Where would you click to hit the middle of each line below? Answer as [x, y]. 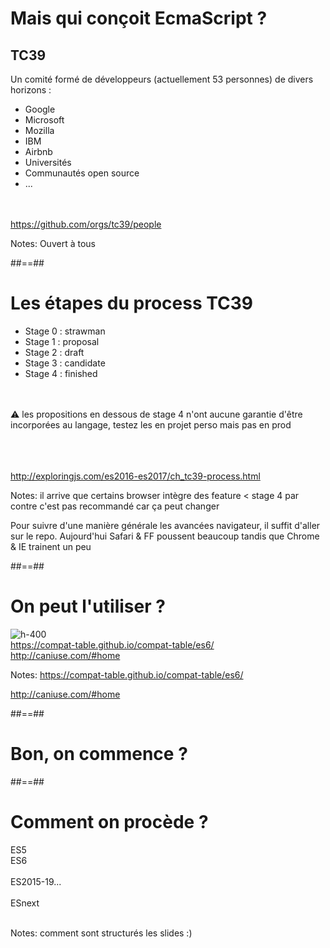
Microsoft [44, 120]
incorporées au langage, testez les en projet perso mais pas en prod [151, 424]
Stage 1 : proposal [62, 341]
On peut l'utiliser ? [88, 606]
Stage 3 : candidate [65, 363]
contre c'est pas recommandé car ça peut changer [115, 506]
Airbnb [38, 151]
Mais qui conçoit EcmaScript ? [139, 18]
